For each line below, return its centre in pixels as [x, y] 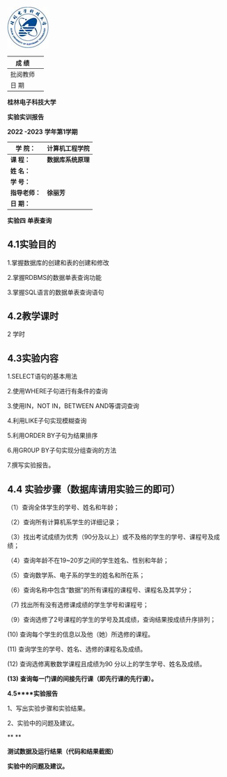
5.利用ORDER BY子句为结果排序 [53, 436]
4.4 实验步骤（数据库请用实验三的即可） [94, 489]
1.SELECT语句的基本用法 [42, 377]
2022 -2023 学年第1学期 [42, 132]
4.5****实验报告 [32, 693]
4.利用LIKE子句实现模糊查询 [47, 421]
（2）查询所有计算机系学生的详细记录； [64, 522]
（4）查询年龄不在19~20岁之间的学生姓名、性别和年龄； [88, 560]
